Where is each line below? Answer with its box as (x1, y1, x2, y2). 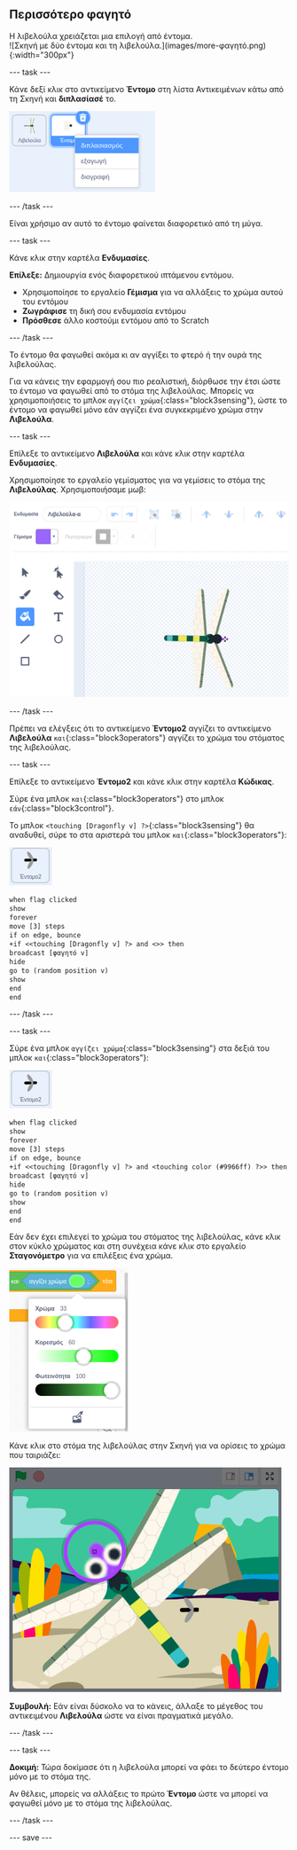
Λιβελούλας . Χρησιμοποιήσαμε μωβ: (9, 483, 146, 495)
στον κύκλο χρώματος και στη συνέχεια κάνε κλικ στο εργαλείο (9, 1241, 246, 1251)
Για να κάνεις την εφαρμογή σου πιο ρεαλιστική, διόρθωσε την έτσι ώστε (9, 376, 281, 387)
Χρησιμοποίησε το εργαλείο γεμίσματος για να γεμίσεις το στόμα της (9, 474, 266, 485)
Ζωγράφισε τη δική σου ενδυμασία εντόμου (21, 305, 186, 316)
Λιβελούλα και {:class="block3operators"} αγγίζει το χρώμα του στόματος (9, 733, 285, 743)
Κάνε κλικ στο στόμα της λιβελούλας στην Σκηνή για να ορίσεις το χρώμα (9, 1440, 285, 1451)
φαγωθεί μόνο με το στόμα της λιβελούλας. (9, 1798, 173, 1808)
